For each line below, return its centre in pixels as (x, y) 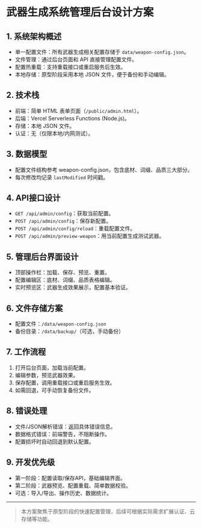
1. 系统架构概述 (34, 36)
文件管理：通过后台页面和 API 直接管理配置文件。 (76, 59)
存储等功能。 (37, 519)
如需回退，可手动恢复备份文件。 (54, 390)
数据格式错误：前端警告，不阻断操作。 (62, 434)
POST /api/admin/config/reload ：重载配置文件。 (75, 228)
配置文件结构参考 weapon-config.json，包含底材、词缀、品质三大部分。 (104, 169)
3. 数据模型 (27, 154)
